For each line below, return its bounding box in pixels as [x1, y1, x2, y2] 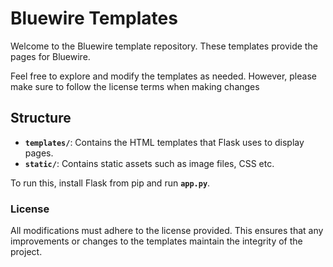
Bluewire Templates [10, 7, 178, 30]
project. [10, 246, 43, 258]
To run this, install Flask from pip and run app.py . [10, 177, 211, 189]
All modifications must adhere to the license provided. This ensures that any [10, 225, 324, 237]
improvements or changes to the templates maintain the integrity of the [10, 235, 303, 247]
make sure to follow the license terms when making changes [10, 80, 260, 92]
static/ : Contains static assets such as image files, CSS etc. [24, 157, 275, 169]
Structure [10, 110, 72, 127]
